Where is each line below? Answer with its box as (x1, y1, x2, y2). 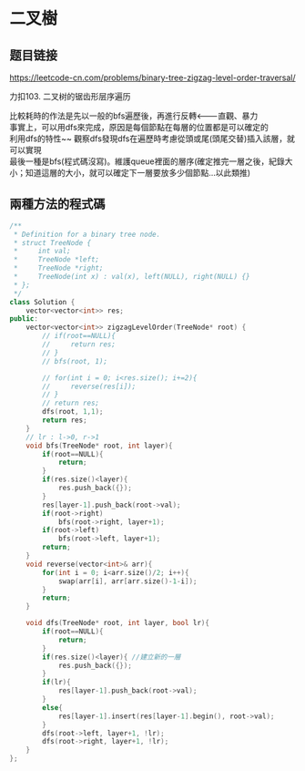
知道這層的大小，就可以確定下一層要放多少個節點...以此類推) (25, 168, 251, 178)
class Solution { (9, 297, 76, 306)
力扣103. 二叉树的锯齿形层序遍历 (9, 91, 131, 101)
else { (42, 703, 64, 712)
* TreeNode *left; (13, 255, 100, 264)
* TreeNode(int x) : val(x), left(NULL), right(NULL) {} (13, 272, 250, 282)
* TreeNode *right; (13, 263, 104, 273)
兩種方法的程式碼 (9, 197, 106, 212)
